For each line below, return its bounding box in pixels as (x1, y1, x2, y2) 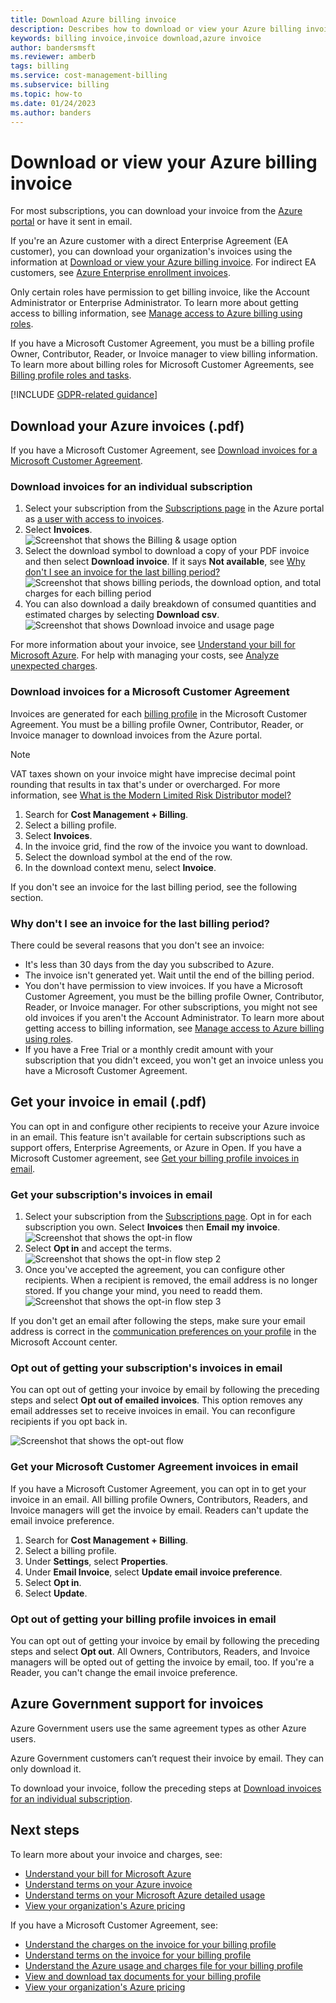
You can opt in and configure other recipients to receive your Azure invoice (10, 1120, 320, 1132)
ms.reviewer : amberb (10, 52, 97, 62)
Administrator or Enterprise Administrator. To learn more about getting (10, 297, 299, 309)
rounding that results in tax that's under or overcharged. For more (10, 778, 281, 790)
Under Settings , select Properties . (24, 1555, 169, 1567)
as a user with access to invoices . (24, 513, 165, 525)
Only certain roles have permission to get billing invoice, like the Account (10, 286, 310, 298)
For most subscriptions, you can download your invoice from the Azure (10, 205, 303, 217)
